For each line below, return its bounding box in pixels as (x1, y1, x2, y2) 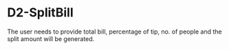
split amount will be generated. (7, 34, 95, 42)
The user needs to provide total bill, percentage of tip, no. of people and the (7, 27, 222, 36)
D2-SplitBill (7, 5, 74, 21)
